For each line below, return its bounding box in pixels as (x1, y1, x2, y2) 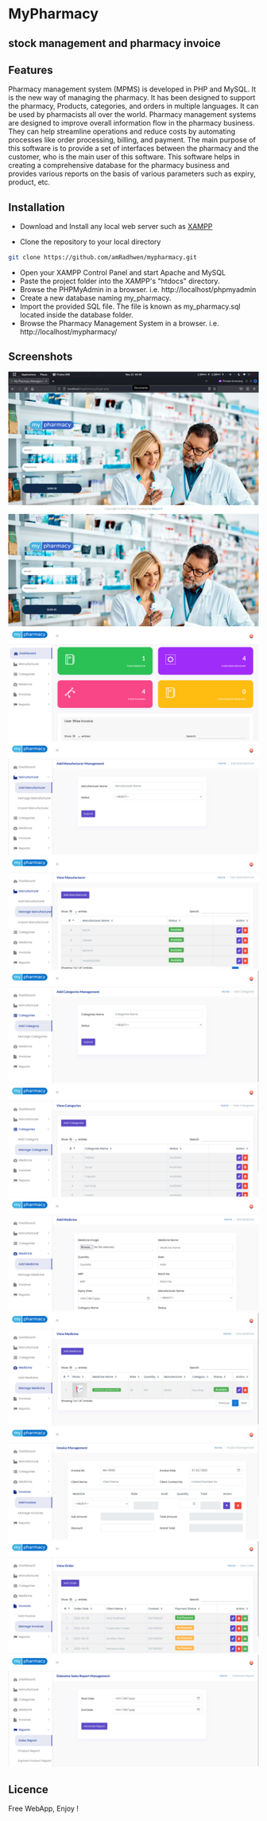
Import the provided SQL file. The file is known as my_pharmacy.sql (19, 302, 241, 311)
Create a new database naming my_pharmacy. (19, 294, 172, 303)
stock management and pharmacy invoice (8, 37, 221, 50)
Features (8, 63, 53, 76)
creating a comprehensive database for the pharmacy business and (8, 161, 230, 170)
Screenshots (8, 350, 73, 364)
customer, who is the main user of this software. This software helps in (8, 152, 240, 161)
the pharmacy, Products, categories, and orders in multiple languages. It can (8, 101, 259, 111)
